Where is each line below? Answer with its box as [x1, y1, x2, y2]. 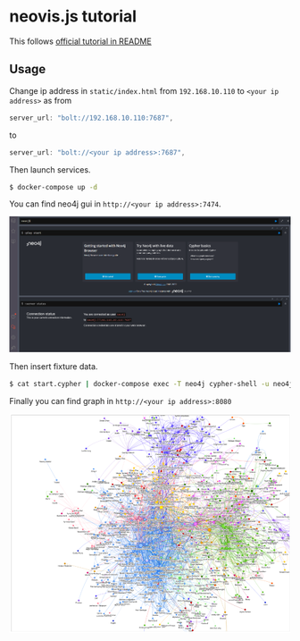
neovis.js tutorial [9, 6, 137, 27]
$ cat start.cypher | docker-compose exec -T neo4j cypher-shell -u [9, 380, 270, 389]
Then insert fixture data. [9, 361, 98, 372]
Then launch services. [9, 164, 91, 175]
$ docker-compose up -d [9, 182, 98, 191]
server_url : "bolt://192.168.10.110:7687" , [9, 114, 174, 122]
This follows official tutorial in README [9, 36, 152, 46]
